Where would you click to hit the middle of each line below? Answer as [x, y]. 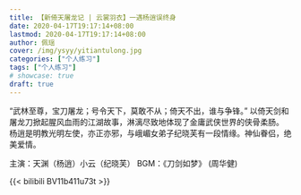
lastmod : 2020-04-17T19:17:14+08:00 [77, 34]
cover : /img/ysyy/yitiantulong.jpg [76, 51]
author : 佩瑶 [32, 42]
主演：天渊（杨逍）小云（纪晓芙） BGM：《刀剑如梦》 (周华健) [124, 163]
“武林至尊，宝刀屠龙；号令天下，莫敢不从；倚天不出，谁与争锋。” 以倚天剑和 [149, 110]
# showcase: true [42, 76]
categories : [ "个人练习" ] [55, 59]
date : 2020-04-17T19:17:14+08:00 [72, 26]
